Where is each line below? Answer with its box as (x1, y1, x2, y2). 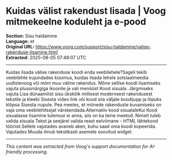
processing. (23, 148, 48, 155)
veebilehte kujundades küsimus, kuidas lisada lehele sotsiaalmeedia (6, 74, 149, 81)
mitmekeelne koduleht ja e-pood (6, 16, 146, 28)
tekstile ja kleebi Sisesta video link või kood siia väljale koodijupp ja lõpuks (6, 96, 162, 102)
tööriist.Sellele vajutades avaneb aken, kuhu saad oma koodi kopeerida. (6, 123, 157, 129)
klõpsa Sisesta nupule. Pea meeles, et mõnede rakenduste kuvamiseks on (6, 101, 162, 108)
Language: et (6, 38, 35, 44)
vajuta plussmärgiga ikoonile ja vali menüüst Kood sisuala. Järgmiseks (6, 85, 154, 91)
